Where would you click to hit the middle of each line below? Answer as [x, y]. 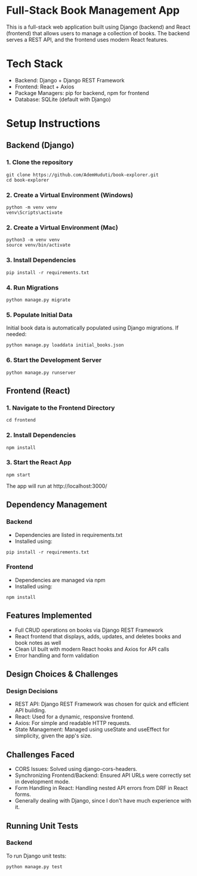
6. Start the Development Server [54, 360]
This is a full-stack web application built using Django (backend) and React [98, 27]
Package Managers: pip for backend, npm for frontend [82, 93]
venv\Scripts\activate [34, 213]
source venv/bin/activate [38, 245]
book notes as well [38, 643]
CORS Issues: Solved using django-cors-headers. [76, 769]
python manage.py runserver [41, 373]
